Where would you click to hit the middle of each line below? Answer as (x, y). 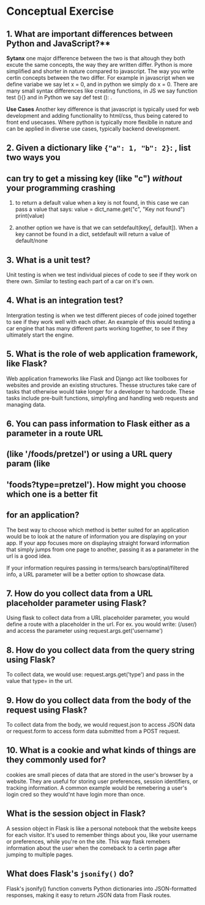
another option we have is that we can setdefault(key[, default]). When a (106, 227)
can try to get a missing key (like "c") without (94, 178)
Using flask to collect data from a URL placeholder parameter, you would (98, 618)
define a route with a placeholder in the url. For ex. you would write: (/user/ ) (102, 624)
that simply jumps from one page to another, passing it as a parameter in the (102, 549)
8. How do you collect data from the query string (100, 650)
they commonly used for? (56, 760)
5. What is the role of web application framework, (102, 354)
